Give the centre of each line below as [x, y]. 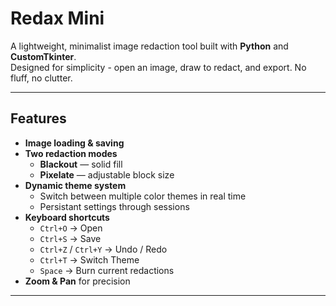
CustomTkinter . [43, 56]
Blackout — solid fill [81, 164]
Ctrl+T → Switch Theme [89, 259]
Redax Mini [57, 18]
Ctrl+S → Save [70, 238]
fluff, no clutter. [41, 78]
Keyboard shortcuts [67, 217]
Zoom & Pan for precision [77, 281]
